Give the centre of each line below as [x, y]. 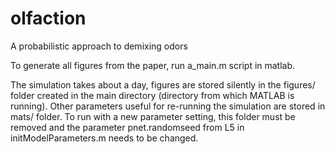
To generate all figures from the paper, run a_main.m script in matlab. [153, 65]
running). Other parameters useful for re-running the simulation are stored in [168, 106]
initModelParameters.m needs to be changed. [104, 138]
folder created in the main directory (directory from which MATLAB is [152, 95]
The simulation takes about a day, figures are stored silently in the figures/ [163, 84]
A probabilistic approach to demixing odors [99, 46]
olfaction [48, 18]
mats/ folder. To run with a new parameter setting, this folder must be [153, 116]
